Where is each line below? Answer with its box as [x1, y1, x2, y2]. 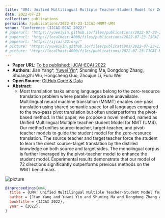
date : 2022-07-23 [5, 12, 41, 17]
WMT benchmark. [19, 166, 56, 172]
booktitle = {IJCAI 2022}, [9, 199, 65, 204]
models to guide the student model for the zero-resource [36, 130, 152, 136]
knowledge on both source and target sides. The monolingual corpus [19, 146, 160, 152]
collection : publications [5, 16, 58, 21]
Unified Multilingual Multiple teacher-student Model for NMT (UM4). [19, 119, 158, 125]
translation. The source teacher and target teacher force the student [19, 135, 158, 141]
